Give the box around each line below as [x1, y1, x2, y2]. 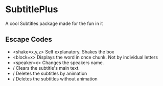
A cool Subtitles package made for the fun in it [5, 20, 103, 26]
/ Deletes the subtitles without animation [12, 75, 98, 82]
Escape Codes [5, 35, 52, 44]
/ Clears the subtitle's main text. [12, 65, 80, 71]
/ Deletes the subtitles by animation [12, 70, 87, 76]
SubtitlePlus [5, 4, 58, 15]
